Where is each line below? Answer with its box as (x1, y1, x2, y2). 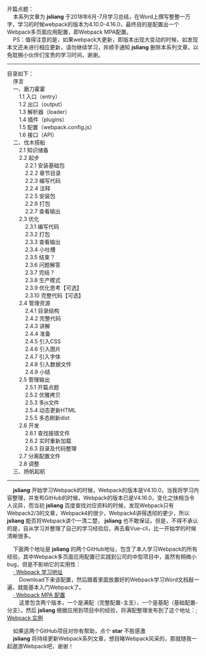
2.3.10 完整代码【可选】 (24, 292, 84, 299)
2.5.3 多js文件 (24, 399, 60, 406)
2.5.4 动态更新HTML (24, 406, 76, 414)
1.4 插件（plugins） (18, 116, 68, 123)
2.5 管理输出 (18, 376, 51, 383)
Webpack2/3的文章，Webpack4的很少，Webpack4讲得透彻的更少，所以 (7, 510, 190, 516)
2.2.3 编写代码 (24, 177, 61, 184)
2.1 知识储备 (18, 146, 49, 154)
